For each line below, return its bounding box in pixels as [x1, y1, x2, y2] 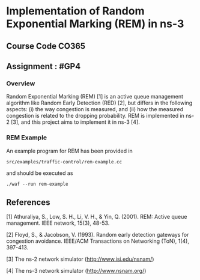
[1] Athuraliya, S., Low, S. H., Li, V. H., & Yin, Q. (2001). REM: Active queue [6, 213, 187, 221]
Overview [6, 79, 35, 88]
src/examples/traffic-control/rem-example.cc [6, 159, 122, 165]
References [6, 197, 50, 207]
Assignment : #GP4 [6, 61, 81, 72]
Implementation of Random [6, 4, 145, 18]
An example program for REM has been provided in [6, 147, 133, 154]
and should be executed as [6, 169, 73, 177]
